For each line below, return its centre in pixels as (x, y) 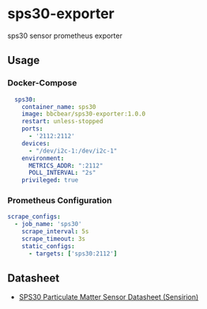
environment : (43, 158)
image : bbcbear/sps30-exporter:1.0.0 (84, 114)
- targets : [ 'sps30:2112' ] (73, 254)
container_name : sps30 (59, 107)
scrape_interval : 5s (55, 232)
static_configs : (49, 246)
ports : (32, 129)
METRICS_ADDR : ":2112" (66, 166)
